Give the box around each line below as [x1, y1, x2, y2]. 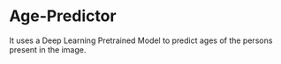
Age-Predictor [9, 6, 117, 26]
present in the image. [9, 44, 87, 54]
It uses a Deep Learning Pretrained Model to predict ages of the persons [9, 35, 273, 46]
